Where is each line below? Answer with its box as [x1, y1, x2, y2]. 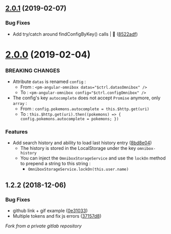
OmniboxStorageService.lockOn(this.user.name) [28, 167, 129, 172]
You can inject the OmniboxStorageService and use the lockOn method [20, 155, 166, 161]
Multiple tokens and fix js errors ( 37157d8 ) [12, 213, 102, 219]
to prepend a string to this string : [20, 161, 91, 167]
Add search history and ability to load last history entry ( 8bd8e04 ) [12, 140, 152, 146]
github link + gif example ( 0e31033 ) [12, 207, 88, 214]
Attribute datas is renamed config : [12, 79, 86, 85]
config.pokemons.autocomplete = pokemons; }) [20, 117, 119, 122]
